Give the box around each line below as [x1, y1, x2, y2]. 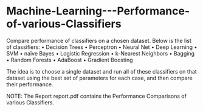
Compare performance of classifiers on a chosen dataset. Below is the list [6, 37, 191, 44]
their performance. [6, 80, 53, 88]
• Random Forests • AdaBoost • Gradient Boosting [6, 56, 133, 63]
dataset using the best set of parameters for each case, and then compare [6, 74, 193, 81]
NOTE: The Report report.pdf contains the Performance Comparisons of [6, 92, 187, 100]
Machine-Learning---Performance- [6, 4, 190, 18]
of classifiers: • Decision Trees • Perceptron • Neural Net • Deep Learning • [6, 43, 198, 51]
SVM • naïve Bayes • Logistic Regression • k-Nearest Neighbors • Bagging [6, 49, 194, 57]
